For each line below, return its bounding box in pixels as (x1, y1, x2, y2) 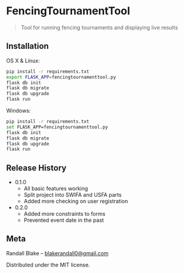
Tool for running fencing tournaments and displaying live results (20, 24, 178, 31)
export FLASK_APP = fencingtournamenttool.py (6, 74, 116, 80)
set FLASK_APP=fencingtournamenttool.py (6, 124, 109, 130)
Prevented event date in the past (23, 216, 105, 224)
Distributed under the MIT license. (6, 261, 90, 268)
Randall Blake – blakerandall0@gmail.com (6, 249, 109, 257)
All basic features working (23, 185, 88, 192)
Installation (6, 41, 49, 51)
